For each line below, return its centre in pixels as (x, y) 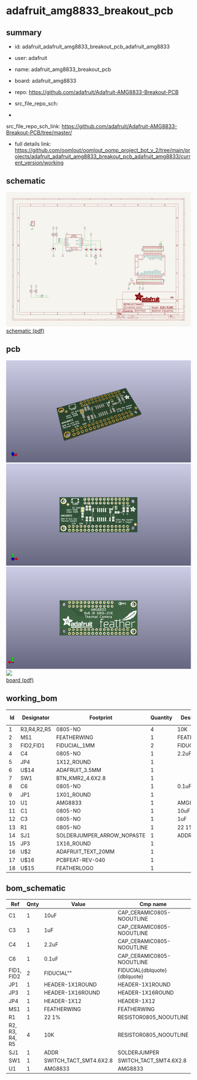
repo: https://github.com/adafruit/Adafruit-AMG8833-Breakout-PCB (96, 92)
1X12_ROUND (74, 762)
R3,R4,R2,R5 (36, 729)
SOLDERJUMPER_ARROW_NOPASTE (101, 835)
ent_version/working (39, 162)
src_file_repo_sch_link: (33, 126)
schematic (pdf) (26, 331)
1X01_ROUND (74, 794)
